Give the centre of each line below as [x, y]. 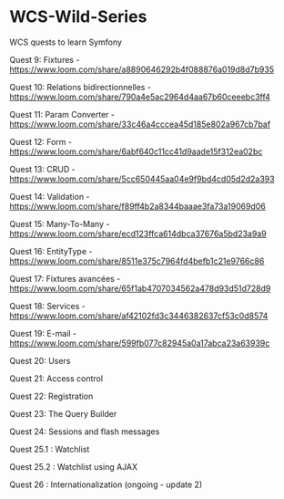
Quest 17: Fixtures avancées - [65, 278]
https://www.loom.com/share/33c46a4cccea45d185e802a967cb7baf [140, 124]
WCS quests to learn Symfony [66, 42]
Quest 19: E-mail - [43, 333]
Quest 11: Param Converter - [62, 114]
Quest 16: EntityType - [51, 251]
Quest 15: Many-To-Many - [60, 224]
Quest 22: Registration [51, 396]
